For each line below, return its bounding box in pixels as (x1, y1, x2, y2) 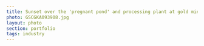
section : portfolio (6, 25, 56, 32)
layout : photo (6, 20, 42, 26)
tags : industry (6, 31, 45, 37)
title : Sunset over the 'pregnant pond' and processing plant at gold (6, 8, 189, 15)
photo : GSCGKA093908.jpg (6, 14, 69, 20)
